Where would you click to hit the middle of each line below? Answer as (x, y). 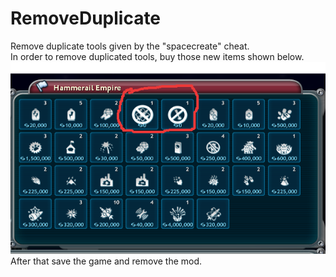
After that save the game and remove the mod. (106, 261)
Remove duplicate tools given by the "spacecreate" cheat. (130, 46)
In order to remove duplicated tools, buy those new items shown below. (157, 56)
